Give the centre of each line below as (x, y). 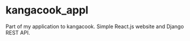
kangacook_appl (47, 10)
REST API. (18, 32)
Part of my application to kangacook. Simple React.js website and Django (95, 26)
